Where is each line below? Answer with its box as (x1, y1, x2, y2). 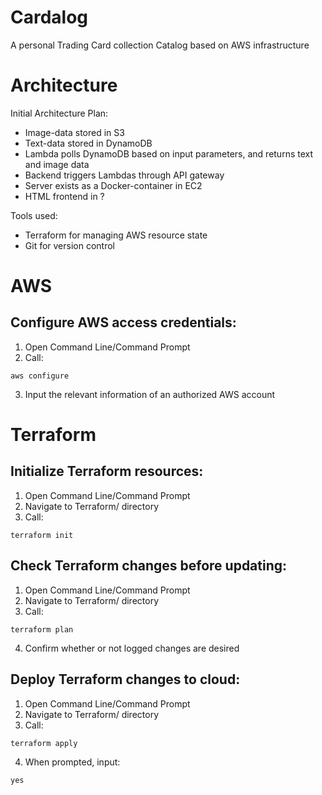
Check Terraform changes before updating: (10, 557, 288, 575)
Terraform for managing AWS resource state (24, 229, 208, 241)
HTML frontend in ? (24, 190, 105, 202)
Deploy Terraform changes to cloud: (10, 671, 241, 688)
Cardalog (10, 6, 89, 29)
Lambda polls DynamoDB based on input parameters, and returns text (24, 147, 314, 160)
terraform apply (10, 738, 78, 748)
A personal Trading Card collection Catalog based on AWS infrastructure (10, 39, 310, 51)
